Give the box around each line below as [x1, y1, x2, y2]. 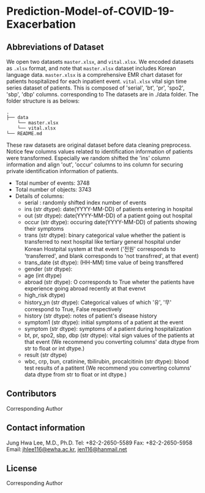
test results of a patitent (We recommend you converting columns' [24, 364, 192, 371]
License [6, 464, 37, 474]
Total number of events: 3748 [15, 179, 90, 187]
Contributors [6, 389, 57, 399]
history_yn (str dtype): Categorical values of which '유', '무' [24, 299, 172, 306]
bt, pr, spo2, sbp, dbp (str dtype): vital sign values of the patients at [24, 332, 195, 339]
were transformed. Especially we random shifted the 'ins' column [6, 155, 170, 161]
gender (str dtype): [24, 265, 73, 273]
